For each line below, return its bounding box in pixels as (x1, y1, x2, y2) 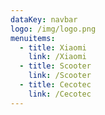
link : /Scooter (28, 71, 92, 81)
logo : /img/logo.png (10, 24, 97, 34)
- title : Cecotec (19, 80, 92, 90)
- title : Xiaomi (19, 42, 87, 53)
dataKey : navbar (10, 14, 78, 25)
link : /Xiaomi (28, 52, 87, 62)
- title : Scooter (19, 61, 92, 71)
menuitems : (10, 33, 56, 43)
